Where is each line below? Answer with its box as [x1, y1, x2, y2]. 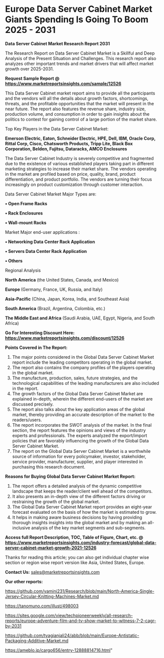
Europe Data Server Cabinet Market [5, 3, 153, 15]
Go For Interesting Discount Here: [5, 330, 75, 336]
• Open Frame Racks [5, 200, 47, 206]
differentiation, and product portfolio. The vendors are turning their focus [5, 176, 152, 182]
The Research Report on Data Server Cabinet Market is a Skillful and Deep [5, 50, 155, 56]
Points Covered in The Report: [5, 345, 68, 350]
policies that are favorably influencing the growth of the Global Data [12, 438, 149, 443]
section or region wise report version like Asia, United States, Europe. [5, 560, 145, 565]
